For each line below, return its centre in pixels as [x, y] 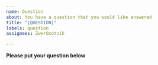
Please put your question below [46, 56]
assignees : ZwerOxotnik [36, 34]
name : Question [25, 12]
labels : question [28, 28]
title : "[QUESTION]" [32, 22]
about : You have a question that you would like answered [79, 17]
